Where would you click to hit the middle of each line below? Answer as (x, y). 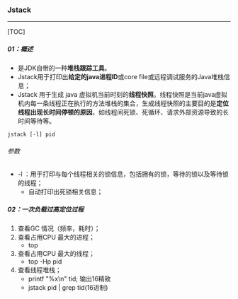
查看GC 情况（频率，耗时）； (59, 228)
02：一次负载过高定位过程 (46, 209)
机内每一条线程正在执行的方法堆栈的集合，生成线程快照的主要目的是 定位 (123, 103)
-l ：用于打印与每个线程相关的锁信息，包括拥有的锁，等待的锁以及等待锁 (123, 174)
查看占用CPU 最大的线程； (56, 254)
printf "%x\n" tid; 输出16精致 (69, 279)
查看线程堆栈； (39, 270)
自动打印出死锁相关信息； (66, 192)
